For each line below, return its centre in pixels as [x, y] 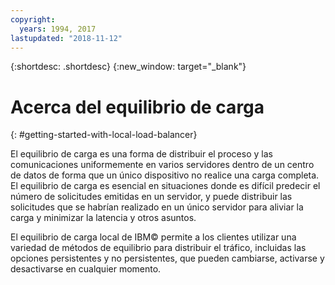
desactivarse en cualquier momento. [86, 269]
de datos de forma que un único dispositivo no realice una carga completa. [165, 175]
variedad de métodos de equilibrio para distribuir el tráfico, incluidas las [158, 248]
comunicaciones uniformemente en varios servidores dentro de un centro [162, 165]
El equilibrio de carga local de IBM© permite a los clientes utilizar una [153, 237]
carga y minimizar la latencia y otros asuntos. [103, 218]
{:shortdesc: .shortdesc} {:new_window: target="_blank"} [128, 67]
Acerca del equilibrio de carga [137, 107]
